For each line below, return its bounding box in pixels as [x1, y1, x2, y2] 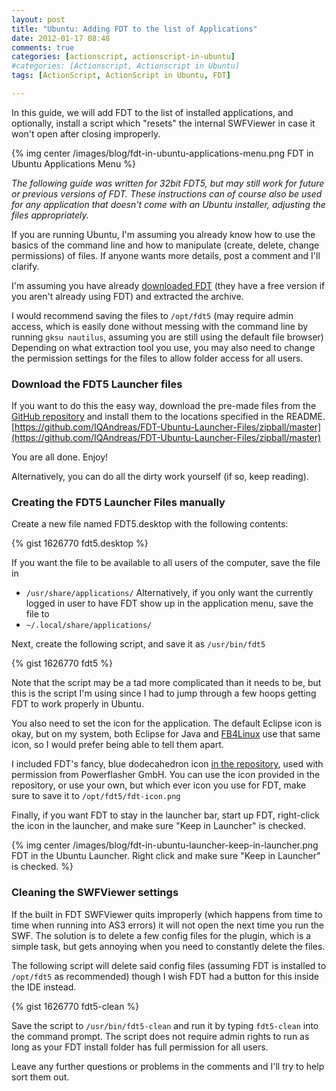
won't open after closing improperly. [11, 127, 161, 140]
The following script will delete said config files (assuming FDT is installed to [11, 959, 327, 971]
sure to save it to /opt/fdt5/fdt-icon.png [11, 790, 181, 802]
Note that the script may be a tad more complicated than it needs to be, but [11, 677, 322, 689]
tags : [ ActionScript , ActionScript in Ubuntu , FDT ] [11, 71, 231, 81]
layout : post [11, 14, 66, 25]
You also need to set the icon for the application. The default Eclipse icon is [11, 717, 323, 730]
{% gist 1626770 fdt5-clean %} [11, 1000, 140, 1012]
